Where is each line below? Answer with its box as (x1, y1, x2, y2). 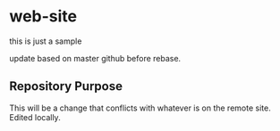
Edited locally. (9, 111, 61, 122)
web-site (9, 6, 78, 27)
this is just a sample (9, 36, 82, 46)
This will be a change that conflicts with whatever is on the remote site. (9, 102, 271, 113)
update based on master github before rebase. (9, 53, 182, 63)
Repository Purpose (9, 78, 123, 94)
